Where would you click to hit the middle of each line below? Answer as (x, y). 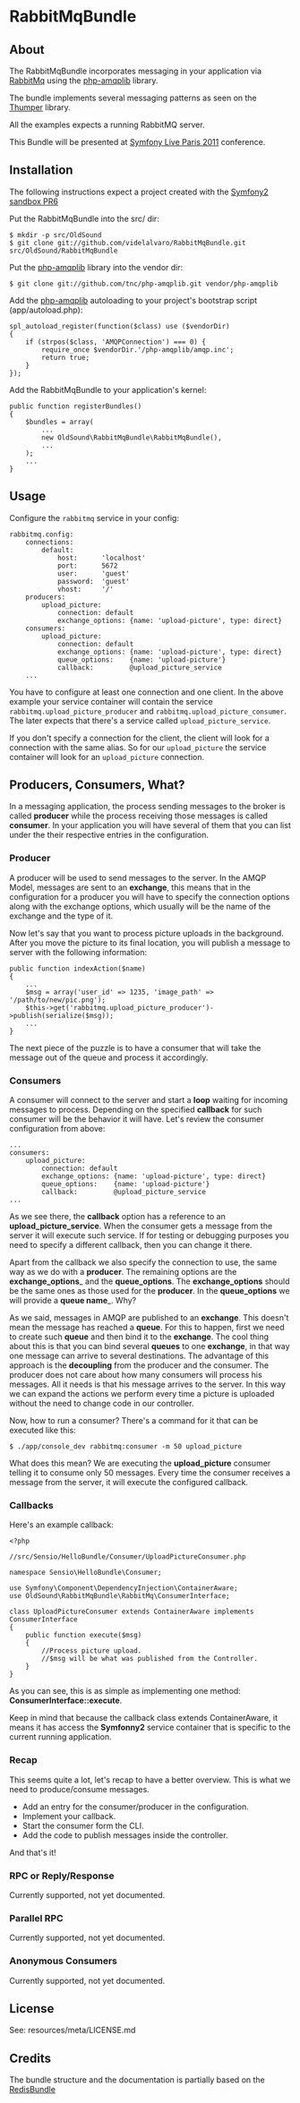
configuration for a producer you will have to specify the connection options (150, 896)
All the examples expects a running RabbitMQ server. (107, 124)
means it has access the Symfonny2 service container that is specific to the (150, 1727)
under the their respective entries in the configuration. (109, 835)
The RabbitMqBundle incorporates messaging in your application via (136, 71)
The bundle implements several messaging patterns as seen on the (133, 98)
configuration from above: (57, 1129)
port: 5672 (87, 566)
